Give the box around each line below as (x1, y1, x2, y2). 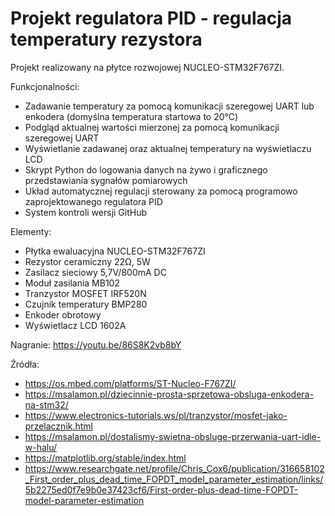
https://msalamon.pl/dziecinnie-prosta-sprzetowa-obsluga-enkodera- (24, 388, 314, 400)
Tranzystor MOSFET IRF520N (24, 287, 147, 299)
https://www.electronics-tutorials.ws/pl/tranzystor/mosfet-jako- (24, 409, 288, 421)
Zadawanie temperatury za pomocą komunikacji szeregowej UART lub (24, 100, 315, 112)
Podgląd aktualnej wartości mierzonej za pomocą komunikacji (24, 121, 280, 133)
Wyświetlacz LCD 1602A (24, 319, 127, 331)
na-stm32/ (24, 398, 69, 411)
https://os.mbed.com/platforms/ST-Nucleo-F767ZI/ (24, 377, 237, 389)
